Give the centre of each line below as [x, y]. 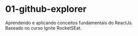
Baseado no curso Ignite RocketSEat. [43, 28]
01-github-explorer [46, 9]
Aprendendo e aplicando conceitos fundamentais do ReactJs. [69, 23]
